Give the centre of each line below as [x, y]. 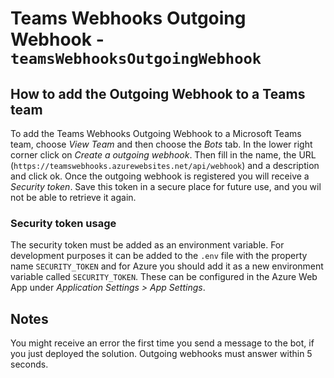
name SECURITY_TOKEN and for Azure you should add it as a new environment [167, 266]
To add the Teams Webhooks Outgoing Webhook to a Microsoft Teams [156, 133]
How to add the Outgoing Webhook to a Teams [158, 93]
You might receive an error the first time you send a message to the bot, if [162, 343]
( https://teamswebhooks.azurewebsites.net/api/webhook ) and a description [165, 165]
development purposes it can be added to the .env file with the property [159, 256]
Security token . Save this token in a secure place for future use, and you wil [166, 186]
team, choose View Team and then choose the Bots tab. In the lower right [161, 144]
